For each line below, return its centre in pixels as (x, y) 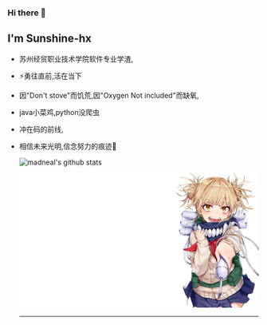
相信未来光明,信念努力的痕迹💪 (68, 146)
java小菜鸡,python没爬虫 (59, 112)
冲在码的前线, (41, 129)
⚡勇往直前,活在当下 (50, 76)
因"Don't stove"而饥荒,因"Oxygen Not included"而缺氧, (109, 95)
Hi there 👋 (27, 13)
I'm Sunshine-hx (50, 39)
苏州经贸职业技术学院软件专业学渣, (76, 58)
